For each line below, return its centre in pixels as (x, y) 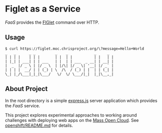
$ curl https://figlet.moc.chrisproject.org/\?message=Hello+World (75, 49)
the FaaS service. (23, 105)
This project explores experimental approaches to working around (71, 115)
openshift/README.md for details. (39, 125)
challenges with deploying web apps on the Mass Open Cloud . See (72, 120)
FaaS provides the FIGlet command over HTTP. (52, 22)
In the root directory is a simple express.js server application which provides (81, 101)
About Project (26, 89)
